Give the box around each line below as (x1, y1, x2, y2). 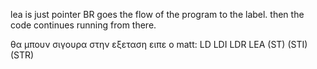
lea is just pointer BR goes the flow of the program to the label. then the (10, 9, 305, 20)
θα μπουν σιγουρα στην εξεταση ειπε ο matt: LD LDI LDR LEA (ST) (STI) (10, 39, 308, 50)
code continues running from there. (10, 19, 157, 31)
